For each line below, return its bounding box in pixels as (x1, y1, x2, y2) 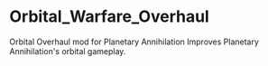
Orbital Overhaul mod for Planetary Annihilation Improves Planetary (9, 36, 260, 47)
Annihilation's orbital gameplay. (9, 45, 126, 56)
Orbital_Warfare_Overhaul (9, 6, 209, 27)
